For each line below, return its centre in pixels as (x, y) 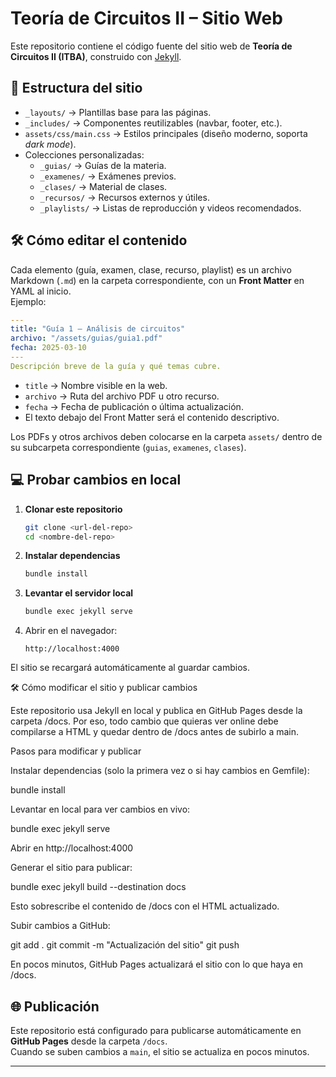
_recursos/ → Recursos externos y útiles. (124, 197)
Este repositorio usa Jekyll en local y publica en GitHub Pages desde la (156, 711)
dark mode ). (50, 144)
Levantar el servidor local (79, 593)
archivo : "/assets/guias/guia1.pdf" (86, 338)
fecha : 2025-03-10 (48, 348)
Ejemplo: (28, 301)
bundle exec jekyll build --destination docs (98, 887)
